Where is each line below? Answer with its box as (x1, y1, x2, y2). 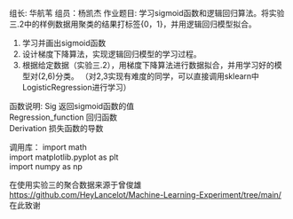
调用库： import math (9, 142, 87, 153)
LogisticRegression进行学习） (21, 82, 131, 92)
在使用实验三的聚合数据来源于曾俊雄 (9, 180, 142, 190)
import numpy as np (9, 161, 83, 171)
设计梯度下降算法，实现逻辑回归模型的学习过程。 (21, 49, 202, 59)
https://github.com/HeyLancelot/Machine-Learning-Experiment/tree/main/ (9, 190, 282, 199)
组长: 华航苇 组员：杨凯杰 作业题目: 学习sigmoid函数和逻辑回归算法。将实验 (9, 8, 285, 18)
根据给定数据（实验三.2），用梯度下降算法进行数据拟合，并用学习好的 (21, 60, 275, 70)
